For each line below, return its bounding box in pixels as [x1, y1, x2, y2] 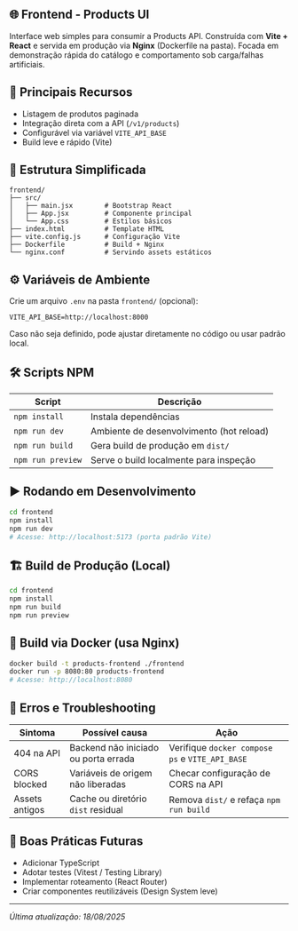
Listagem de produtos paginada [21, 108, 139, 119]
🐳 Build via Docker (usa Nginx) [9, 635, 180, 651]
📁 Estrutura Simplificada [9, 163, 146, 178]
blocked [13, 777, 47, 790]
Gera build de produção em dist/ [90, 440, 230, 452]
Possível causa [82, 726, 148, 738]
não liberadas [69, 777, 127, 790]
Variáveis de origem [69, 767, 153, 779]
